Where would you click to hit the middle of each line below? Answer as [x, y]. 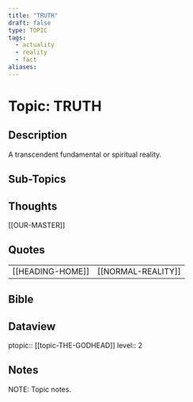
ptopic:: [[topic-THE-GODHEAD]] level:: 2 [76, 345]
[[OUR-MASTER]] [37, 225]
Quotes [27, 250]
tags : [17, 38]
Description [38, 135]
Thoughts [33, 206]
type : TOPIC [28, 30]
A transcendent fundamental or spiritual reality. [85, 154]
